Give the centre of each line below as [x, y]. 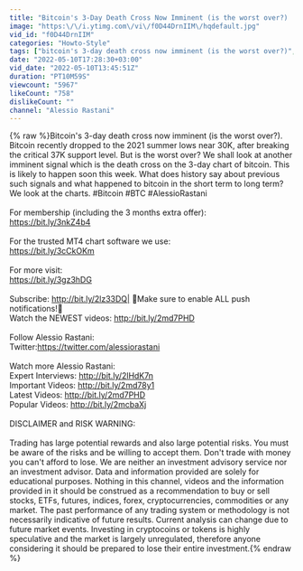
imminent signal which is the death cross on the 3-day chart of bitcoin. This [150, 164]
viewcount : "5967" [44, 85]
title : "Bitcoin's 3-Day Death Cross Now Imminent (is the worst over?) [149, 18]
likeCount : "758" [42, 93]
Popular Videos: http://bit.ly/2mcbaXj [78, 405]
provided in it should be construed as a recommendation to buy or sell [140, 491]
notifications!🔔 [36, 309]
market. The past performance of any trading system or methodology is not [150, 510]
